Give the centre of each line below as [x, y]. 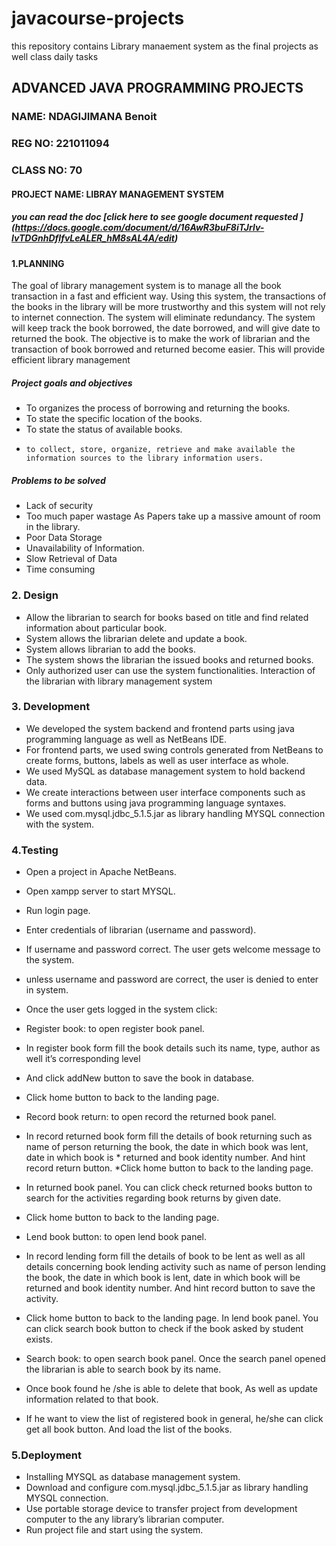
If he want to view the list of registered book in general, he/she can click [174, 1419]
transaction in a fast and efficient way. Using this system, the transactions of [169, 296]
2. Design [35, 595]
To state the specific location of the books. [114, 419]
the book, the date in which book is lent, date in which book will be [163, 1278]
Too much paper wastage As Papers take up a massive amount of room [173, 516]
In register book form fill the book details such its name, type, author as [173, 1048]
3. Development [51, 707]
